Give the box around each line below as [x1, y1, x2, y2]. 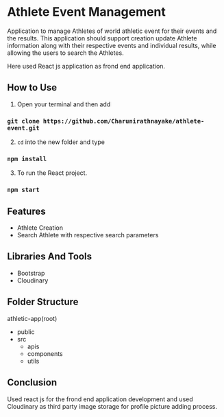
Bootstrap [16, 269, 45, 277]
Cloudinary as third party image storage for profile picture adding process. [7, 402, 218, 410]
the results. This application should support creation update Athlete [7, 34, 197, 42]
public [16, 327, 35, 336]
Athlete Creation [16, 224, 64, 232]
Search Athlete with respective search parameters [16, 231, 159, 239]
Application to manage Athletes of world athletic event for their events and [7, 27, 217, 35]
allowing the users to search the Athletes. [7, 49, 125, 57]
